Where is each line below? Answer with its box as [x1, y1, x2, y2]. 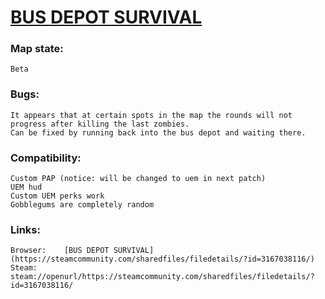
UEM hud [10, 182, 43, 193]
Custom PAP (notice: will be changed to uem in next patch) [10, 174, 267, 184]
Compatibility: [10, 151, 82, 165]
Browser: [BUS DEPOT [10, 246, 110, 256]
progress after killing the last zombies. [10, 119, 190, 129]
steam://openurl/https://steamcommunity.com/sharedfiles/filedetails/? [10, 272, 315, 282]
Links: [10, 223, 41, 236]
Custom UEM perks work [10, 191, 105, 201]
